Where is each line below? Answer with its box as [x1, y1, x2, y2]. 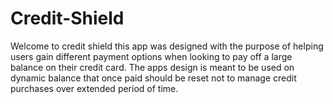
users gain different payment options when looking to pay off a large [10, 50, 293, 62]
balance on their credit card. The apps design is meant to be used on [10, 61, 295, 73]
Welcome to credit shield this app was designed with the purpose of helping [10, 40, 324, 52]
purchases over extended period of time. [10, 82, 179, 94]
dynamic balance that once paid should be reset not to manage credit [10, 72, 297, 84]
